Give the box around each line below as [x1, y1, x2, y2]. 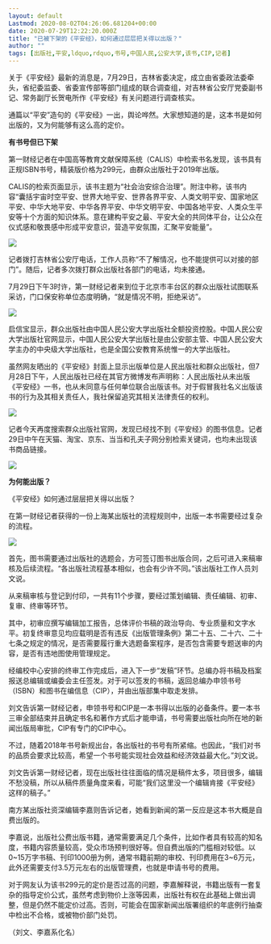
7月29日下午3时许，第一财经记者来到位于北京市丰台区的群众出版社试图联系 [8, 282, 259, 291]
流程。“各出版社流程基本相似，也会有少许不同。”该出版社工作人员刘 [35, 563, 259, 573]
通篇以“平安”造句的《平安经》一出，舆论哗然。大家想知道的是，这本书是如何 [8, 110, 262, 120]
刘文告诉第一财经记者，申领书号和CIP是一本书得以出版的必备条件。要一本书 [8, 703, 261, 712]
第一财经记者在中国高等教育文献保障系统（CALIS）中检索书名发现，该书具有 [8, 154, 262, 164]
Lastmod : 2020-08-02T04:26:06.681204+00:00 [8, 19, 157, 27]
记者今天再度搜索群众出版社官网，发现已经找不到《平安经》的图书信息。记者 [8, 424, 263, 433]
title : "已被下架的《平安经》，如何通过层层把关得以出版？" [8, 34, 182, 43]
